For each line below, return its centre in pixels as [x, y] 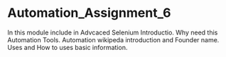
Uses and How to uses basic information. [68, 47]
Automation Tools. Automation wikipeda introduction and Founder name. [113, 39]
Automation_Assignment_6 [89, 13]
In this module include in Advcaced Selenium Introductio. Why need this [113, 32]
